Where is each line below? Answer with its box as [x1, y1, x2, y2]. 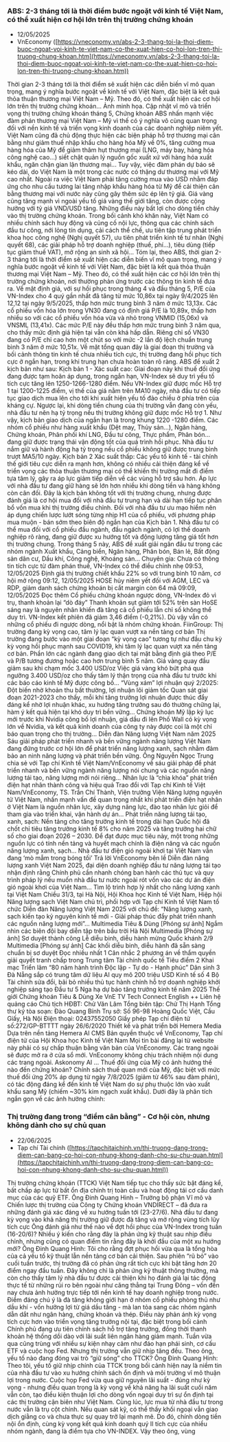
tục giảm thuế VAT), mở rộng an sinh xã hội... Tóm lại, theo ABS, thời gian [7, 248, 214, 256]
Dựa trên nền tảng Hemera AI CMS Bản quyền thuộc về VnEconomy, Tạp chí [7, 1029, 223, 1037]
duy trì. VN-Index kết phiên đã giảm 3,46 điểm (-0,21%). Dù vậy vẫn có [7, 613, 208, 621]
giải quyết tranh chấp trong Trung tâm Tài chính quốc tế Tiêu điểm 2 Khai [7, 956, 214, 965]
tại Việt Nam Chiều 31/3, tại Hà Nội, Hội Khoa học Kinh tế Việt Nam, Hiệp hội [7, 890, 222, 899]
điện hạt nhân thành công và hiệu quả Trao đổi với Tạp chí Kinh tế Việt [7, 781, 206, 789]
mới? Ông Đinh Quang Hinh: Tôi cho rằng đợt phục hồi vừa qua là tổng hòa [7, 1244, 218, 1252]
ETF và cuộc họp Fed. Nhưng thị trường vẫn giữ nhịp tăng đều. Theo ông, [7, 1347, 214, 1355]
